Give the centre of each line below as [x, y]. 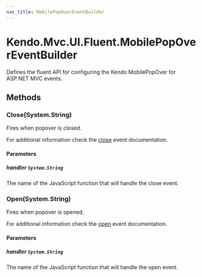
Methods [24, 97]
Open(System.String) [39, 198]
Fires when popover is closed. [44, 128]
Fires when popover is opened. [45, 212]
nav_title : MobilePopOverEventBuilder [55, 12]
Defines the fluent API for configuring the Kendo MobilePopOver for [91, 72]
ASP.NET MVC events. [34, 78]
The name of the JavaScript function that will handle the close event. [92, 183]
